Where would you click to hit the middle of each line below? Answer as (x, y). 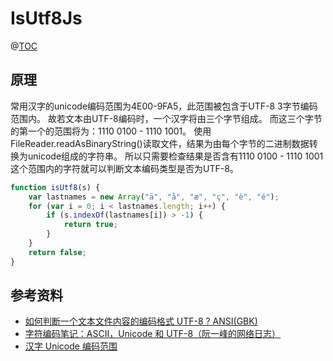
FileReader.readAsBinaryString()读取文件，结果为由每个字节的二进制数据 (160, 143)
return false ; (57, 252)
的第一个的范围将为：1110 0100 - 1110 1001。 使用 (111, 131)
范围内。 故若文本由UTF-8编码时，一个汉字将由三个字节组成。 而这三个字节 (166, 118)
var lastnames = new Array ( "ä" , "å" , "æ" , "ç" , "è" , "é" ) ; (154, 197)
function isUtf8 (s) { (55, 187)
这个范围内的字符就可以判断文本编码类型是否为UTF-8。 (124, 168)
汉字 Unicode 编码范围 (71, 346)
